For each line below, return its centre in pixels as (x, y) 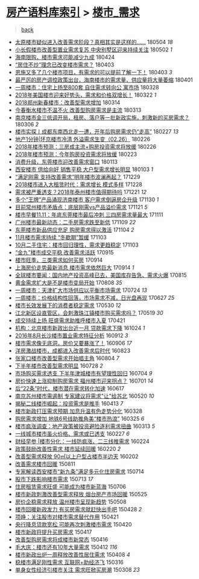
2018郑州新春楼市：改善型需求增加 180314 (68, 102)
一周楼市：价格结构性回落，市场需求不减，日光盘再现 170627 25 (95, 297)
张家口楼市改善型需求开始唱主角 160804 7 (67, 358)
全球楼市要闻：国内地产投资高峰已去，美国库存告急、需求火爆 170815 (101, 275)
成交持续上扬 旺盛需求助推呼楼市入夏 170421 (70, 320)
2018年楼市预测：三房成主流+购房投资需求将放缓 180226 (86, 146)
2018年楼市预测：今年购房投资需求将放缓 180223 (76, 154)
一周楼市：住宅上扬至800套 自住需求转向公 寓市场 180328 (87, 87)
